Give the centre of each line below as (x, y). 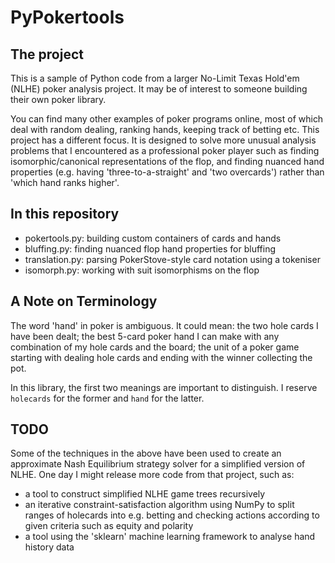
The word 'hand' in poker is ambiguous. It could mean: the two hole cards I (164, 325)
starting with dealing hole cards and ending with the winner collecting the (161, 357)
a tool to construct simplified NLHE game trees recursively (145, 494)
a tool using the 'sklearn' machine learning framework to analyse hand (170, 537)
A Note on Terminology (84, 301)
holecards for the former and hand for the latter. (107, 398)
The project (47, 54)
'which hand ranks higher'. (65, 182)
